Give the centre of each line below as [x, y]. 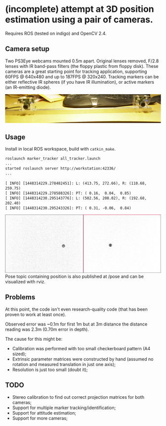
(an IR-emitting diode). [28, 87]
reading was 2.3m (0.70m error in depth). [47, 329]
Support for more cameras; [40, 418]
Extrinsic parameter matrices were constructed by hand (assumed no [83, 359]
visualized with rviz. [25, 282]
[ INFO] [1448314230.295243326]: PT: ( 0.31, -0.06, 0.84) [68, 208]
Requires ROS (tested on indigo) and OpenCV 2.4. [56, 33]
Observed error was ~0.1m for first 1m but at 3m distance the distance [76, 324]
